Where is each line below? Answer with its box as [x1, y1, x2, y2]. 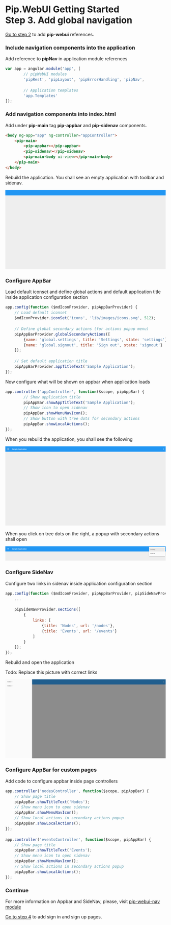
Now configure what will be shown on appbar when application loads [5, 378, 150, 385]
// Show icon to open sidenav [23, 405, 88, 411]
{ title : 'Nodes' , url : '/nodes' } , [41, 623, 115, 628]
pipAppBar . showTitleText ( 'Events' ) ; [14, 848, 93, 853]
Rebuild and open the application [5, 659, 75, 666]
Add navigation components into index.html [5, 111, 116, 118]
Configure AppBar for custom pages [5, 766, 97, 773]
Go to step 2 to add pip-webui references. [5, 31, 94, 37]
